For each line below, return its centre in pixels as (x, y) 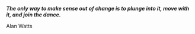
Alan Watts (19, 26)
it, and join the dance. (33, 15)
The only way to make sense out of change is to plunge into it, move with (98, 8)
